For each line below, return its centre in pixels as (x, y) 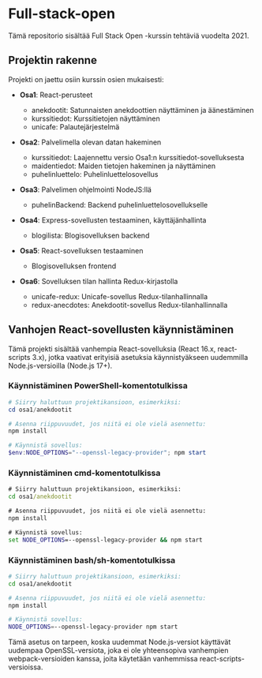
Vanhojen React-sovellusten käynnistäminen (121, 330)
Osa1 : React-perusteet (56, 95)
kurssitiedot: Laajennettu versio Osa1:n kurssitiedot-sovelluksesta (138, 157)
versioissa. (26, 667)
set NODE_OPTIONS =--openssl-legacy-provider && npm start (105, 540)
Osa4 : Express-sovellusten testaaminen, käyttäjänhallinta (113, 220)
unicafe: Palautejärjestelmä (75, 126)
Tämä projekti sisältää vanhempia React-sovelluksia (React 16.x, (112, 349)
